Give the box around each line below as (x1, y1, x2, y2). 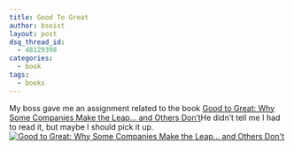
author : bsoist (9, 21, 66, 30)
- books (17, 79, 46, 87)
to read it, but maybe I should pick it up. (9, 121, 154, 132)
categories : (9, 54, 53, 63)
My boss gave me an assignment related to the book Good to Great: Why (9, 102, 275, 113)
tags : (9, 71, 29, 79)
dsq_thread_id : (9, 37, 66, 47)
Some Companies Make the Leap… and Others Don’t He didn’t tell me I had (9, 112, 281, 123)
